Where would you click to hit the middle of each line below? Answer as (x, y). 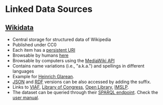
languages (23, 71)
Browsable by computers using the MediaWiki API (64, 60)
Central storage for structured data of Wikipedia (62, 39)
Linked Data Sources (49, 9)
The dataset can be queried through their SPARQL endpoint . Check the (85, 92)
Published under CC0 (34, 45)
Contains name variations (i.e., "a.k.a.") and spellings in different (78, 66)
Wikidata (19, 28)
